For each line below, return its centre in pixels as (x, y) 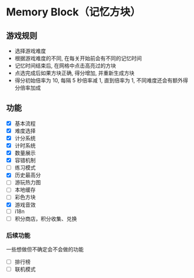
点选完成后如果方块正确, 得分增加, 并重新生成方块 (74, 73)
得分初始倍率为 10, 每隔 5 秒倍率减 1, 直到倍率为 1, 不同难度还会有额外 (99, 80)
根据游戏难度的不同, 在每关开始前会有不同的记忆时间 (78, 58)
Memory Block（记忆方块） (73, 12)
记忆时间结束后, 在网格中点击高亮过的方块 (65, 66)
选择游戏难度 (30, 51)
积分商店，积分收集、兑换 (46, 219)
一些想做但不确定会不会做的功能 (45, 249)
